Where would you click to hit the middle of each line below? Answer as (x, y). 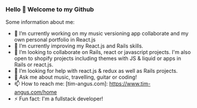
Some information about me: (40, 22)
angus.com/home (35, 92)
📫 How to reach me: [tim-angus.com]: (61, 84)
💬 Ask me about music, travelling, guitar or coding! (75, 77)
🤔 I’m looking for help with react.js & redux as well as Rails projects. (96, 71)
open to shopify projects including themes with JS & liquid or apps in (97, 59)
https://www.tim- (130, 84)
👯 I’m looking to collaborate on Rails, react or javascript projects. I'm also (102, 52)
